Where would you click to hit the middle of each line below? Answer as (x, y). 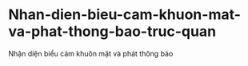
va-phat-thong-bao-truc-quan (112, 31)
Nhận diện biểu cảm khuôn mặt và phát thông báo (91, 53)
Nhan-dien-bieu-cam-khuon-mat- (125, 15)
